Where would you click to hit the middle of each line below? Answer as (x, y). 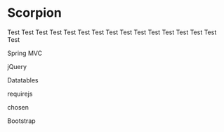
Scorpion (34, 13)
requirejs (20, 94)
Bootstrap (22, 121)
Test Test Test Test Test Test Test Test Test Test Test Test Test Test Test (112, 32)
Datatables (23, 80)
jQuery (17, 66)
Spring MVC (25, 53)
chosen (18, 107)
